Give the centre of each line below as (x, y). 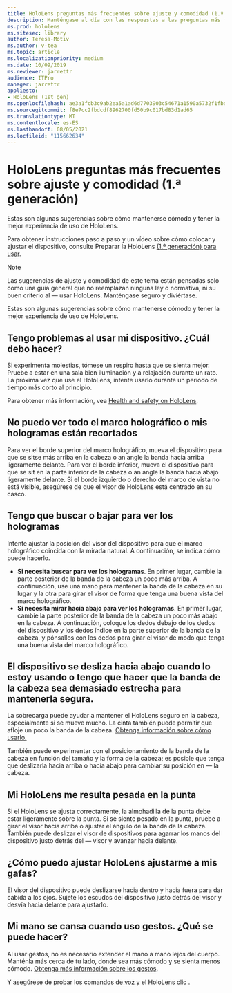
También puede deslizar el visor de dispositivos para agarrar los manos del (114, 833)
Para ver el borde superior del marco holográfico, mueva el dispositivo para (115, 449)
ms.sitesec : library (37, 33)
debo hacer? (35, 349)
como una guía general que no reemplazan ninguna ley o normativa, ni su (112, 288)
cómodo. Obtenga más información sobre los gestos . (83, 968)
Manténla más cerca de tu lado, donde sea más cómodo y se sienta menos (114, 961)
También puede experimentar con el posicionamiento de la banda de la (108, 751)
